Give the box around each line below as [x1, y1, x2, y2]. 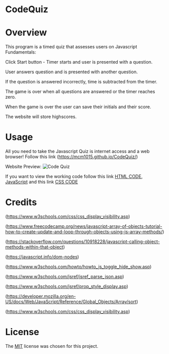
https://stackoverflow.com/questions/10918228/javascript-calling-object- [7, 239, 160, 245]
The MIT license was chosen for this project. [5, 343, 98, 349]
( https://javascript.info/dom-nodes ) [5, 254, 80, 260]
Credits [5, 197, 37, 208]
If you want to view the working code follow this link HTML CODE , [5, 173, 143, 180]
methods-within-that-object [5, 244, 63, 250]
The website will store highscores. [5, 113, 77, 120]
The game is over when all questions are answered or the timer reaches [5, 88, 155, 95]
